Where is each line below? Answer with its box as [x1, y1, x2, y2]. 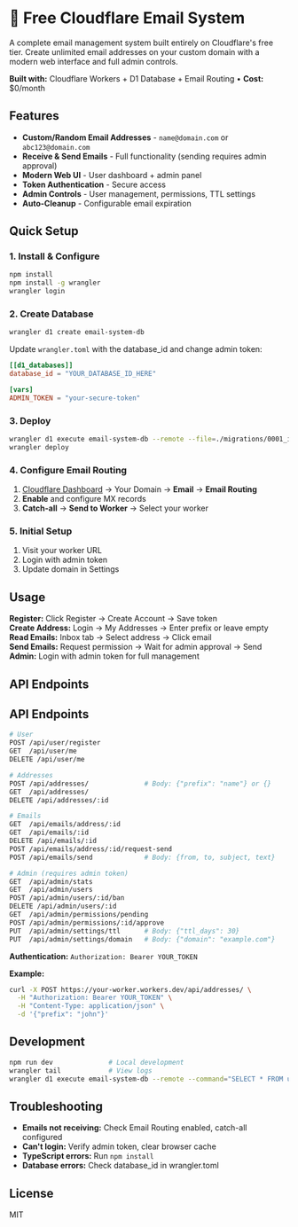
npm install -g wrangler [9, 278, 101, 287]
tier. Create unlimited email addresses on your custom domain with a [9, 46, 260, 57]
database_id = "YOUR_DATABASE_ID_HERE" [9, 370, 157, 379]
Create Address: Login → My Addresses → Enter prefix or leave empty [9, 622, 269, 633]
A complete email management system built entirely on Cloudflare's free [9, 37, 273, 48]
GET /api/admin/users [9, 886, 93, 895]
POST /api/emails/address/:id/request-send [9, 844, 173, 854]
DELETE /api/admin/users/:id [9, 902, 117, 911]
